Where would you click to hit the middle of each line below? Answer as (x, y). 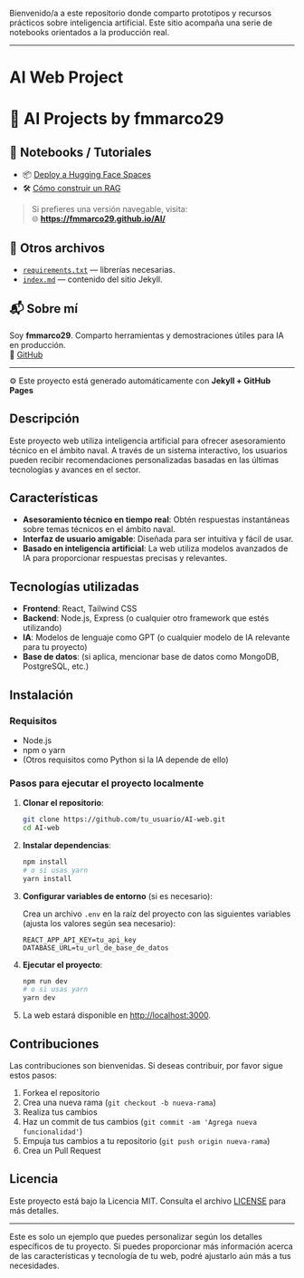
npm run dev (45, 981)
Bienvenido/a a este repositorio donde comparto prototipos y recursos (141, 13)
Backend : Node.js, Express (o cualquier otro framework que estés (146, 618)
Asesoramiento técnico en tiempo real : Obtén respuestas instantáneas (156, 519)
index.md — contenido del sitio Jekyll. (92, 279)
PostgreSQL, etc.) (55, 666)
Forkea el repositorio (61, 1093)
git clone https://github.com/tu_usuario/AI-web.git (124, 819)
